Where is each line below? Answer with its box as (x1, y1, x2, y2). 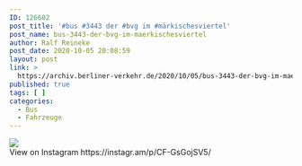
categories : (9, 96, 54, 106)
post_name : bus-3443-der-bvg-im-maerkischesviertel (9, 30, 207, 39)
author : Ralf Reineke (9, 38, 91, 48)
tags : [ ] (9, 88, 47, 97)
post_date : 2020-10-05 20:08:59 (9, 47, 130, 56)
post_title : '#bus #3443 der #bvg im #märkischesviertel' (9, 22, 231, 31)
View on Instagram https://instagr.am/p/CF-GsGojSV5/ (9, 147, 211, 158)
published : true (9, 80, 70, 89)
